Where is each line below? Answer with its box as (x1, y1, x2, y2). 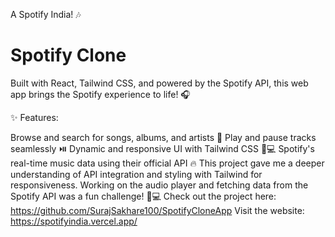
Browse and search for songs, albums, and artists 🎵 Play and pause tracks (10, 131, 317, 143)
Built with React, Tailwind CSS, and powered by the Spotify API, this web (10, 77, 309, 89)
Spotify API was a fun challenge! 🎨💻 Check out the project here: (10, 190, 277, 202)
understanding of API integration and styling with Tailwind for (10, 168, 263, 180)
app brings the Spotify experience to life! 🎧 (10, 88, 191, 100)
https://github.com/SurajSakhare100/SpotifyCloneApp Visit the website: (10, 204, 305, 216)
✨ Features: (10, 111, 59, 123)
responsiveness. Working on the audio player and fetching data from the (10, 179, 309, 191)
